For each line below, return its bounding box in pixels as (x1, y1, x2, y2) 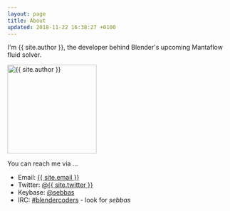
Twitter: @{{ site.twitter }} (17, 180, 94, 189)
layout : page (7, 10, 46, 18)
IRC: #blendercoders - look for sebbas (17, 196, 131, 205)
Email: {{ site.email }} (17, 173, 80, 182)
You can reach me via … (7, 159, 78, 168)
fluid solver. (7, 50, 42, 59)
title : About (7, 17, 46, 24)
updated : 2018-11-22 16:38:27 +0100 (7, 23, 116, 31)
